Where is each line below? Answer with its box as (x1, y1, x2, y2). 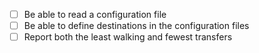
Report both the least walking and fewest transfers (23, 31, 233, 43)
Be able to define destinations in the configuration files (23, 20, 250, 32)
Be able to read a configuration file (23, 9, 167, 20)
